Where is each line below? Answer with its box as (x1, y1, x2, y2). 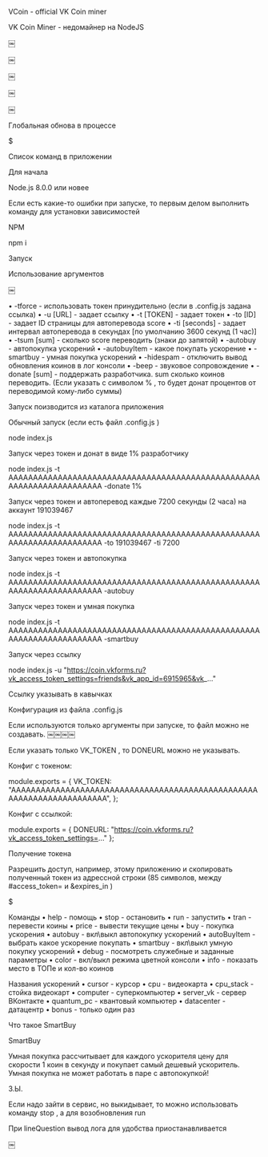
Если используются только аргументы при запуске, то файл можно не (8, 721, 250, 729)
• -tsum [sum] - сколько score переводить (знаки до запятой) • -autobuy (8, 335, 257, 344)
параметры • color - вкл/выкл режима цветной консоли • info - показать (8, 955, 258, 964)
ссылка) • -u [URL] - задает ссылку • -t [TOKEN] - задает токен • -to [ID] (8, 310, 257, 319)
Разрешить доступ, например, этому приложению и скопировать (8, 864, 234, 874)
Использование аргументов (8, 269, 105, 278)
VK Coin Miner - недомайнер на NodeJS (8, 22, 144, 31)
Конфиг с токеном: (8, 761, 72, 770)
